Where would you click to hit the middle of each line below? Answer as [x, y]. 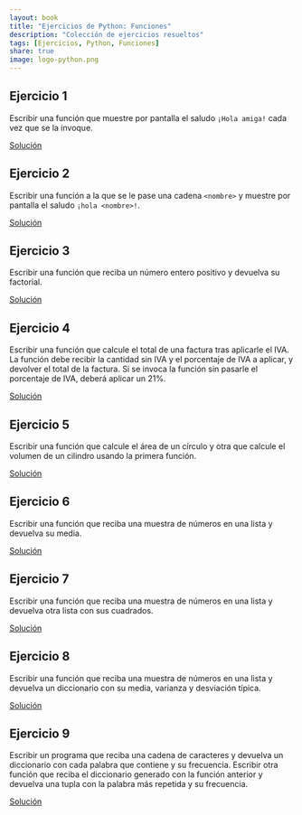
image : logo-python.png [54, 60]
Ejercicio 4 [40, 328]
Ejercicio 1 [38, 96]
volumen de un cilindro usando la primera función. [103, 456]
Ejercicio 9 [40, 733]
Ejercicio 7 [39, 579]
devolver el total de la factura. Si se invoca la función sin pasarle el [134, 369]
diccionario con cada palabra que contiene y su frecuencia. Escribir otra [144, 765]
